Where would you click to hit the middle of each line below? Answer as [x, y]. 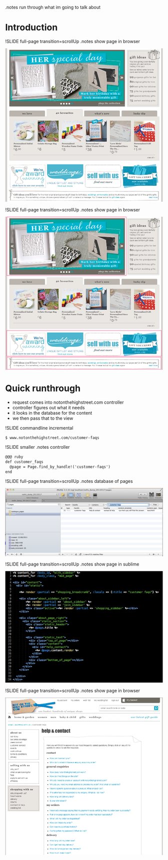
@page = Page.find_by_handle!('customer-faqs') [60, 467]
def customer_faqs [24, 462]
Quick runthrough [43, 388]
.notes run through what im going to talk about [53, 7]
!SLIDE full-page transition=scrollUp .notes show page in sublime [72, 564]
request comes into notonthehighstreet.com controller [68, 402]
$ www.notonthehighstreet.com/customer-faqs [52, 438]
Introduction [31, 28]
